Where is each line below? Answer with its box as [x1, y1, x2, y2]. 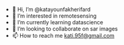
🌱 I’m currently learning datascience [12, 19, 104, 26]
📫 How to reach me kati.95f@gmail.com [12, 32, 115, 39]
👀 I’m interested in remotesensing [12, 12, 97, 19]
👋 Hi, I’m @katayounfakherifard [12, 6, 91, 13]
